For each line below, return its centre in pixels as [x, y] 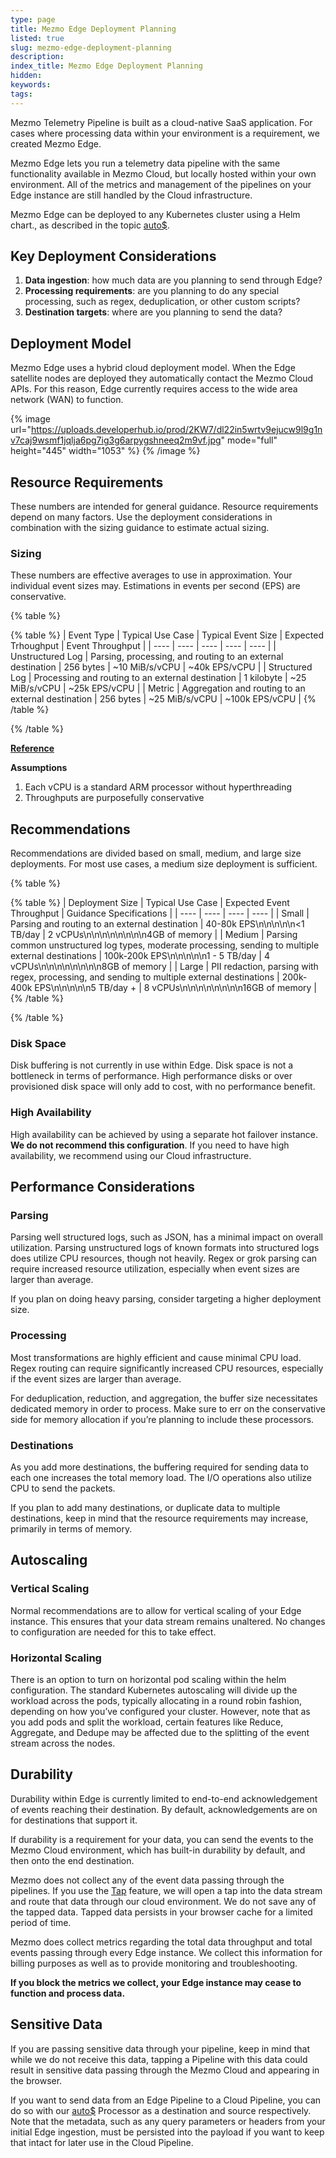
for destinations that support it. [74, 1820]
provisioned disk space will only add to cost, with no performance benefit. [163, 1087]
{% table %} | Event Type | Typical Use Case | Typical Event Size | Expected [167, 635]
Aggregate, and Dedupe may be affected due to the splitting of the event [160, 1733]
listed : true [37, 38]
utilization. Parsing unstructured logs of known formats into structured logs [165, 1248]
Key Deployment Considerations [113, 256]
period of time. [41, 1922]
